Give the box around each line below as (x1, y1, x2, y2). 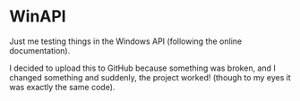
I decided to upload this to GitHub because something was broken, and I (9, 63, 276, 73)
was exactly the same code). (9, 81, 116, 92)
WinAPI (9, 6, 66, 27)
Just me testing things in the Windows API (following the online (9, 36, 243, 46)
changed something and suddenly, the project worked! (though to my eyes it (9, 72, 291, 82)
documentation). (9, 45, 71, 55)
